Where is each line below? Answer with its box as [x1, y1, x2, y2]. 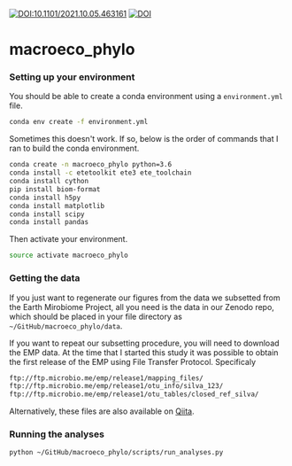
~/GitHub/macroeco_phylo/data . [9, 320, 123, 331]
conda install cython [9, 177, 89, 186]
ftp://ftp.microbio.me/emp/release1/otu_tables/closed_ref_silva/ [9, 390, 259, 399]
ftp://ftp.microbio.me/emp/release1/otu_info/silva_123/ [9, 382, 224, 391]
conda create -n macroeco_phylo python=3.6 [9, 160, 173, 169]
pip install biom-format [9, 184, 101, 194]
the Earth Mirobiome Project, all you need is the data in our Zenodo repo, [9, 301, 274, 312]
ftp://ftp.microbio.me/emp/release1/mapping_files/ [9, 373, 204, 383]
